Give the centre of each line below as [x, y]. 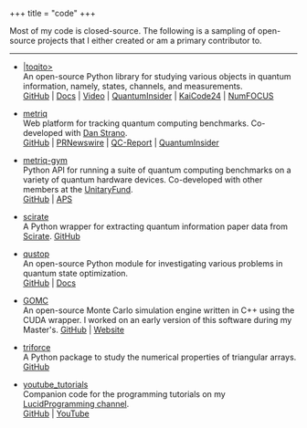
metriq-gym [45, 160]
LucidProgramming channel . [76, 404]
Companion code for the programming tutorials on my [124, 394]
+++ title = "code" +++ [53, 13]
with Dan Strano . [96, 133]
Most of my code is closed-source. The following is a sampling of [132, 31]
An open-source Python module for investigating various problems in [153, 263]
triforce [37, 347]
